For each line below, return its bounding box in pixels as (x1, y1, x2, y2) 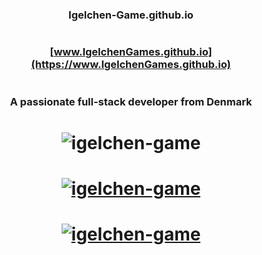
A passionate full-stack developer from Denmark (9, 94, 253, 108)
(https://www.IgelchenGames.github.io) (31, 58, 231, 72)
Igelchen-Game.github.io (68, 8, 194, 22)
